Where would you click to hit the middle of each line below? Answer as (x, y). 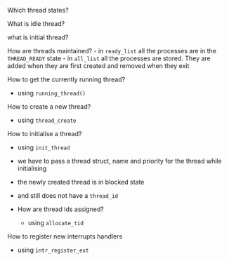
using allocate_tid (56, 223)
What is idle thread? (36, 24)
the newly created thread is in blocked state (81, 182)
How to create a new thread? (49, 107)
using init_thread (44, 147)
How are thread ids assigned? (60, 209)
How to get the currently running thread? (66, 79)
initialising (32, 168)
